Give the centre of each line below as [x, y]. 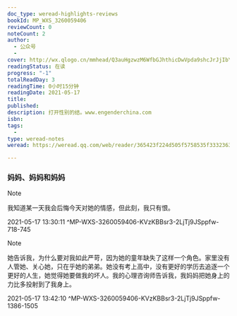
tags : [15, 125]
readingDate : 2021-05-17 [44, 93]
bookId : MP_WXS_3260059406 [47, 21]
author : [19, 40]
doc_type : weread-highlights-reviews [63, 14]
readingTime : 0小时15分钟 [43, 86]
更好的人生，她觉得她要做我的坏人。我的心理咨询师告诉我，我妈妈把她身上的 [119, 276]
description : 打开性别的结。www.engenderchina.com [79, 112]
